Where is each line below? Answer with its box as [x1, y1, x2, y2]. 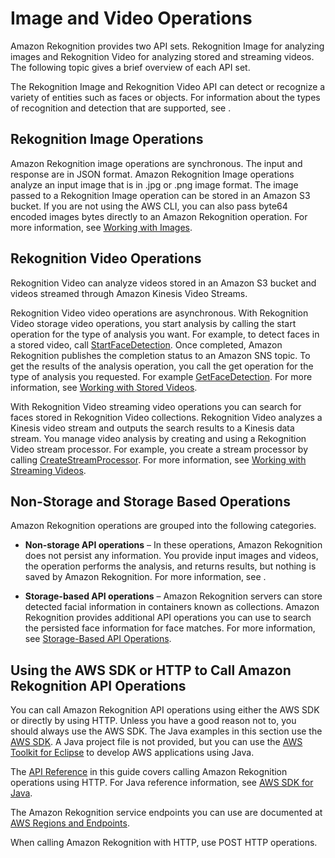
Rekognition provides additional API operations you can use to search [24, 612, 312, 624]
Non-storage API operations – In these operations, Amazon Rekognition [24, 539, 323, 551]
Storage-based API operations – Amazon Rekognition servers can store [24, 590, 323, 602]
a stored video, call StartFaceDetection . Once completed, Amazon [10, 338, 283, 351]
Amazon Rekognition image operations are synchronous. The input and [10, 157, 303, 169]
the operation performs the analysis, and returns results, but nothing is [24, 560, 317, 572]
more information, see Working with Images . [10, 221, 193, 233]
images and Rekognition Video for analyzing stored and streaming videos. [10, 50, 315, 62]
